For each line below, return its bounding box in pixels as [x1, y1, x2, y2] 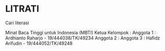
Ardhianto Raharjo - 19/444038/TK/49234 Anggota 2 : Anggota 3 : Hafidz [5, 35, 160, 41]
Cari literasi [5, 20, 30, 26]
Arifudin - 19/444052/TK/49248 [5, 40, 73, 46]
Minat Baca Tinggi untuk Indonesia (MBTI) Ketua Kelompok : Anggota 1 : [5, 29, 156, 35]
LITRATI [5, 3, 39, 15]
